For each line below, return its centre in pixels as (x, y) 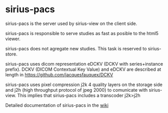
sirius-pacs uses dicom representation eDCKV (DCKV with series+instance (84, 64)
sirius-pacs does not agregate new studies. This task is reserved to (76, 48)
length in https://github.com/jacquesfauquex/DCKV (59, 74)
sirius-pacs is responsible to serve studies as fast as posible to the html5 (82, 33)
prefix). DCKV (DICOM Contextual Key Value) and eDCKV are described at (83, 69)
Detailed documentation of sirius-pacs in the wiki (57, 105)
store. (11, 54)
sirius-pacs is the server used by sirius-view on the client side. (71, 23)
